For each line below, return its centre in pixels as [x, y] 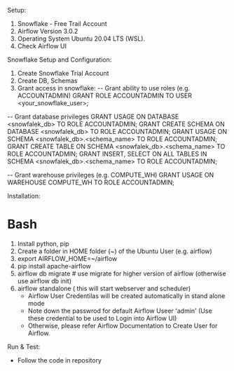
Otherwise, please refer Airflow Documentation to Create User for [123, 325]
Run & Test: [24, 346]
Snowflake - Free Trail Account [62, 23]
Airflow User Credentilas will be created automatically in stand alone [126, 296]
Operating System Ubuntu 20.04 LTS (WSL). [81, 39]
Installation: [24, 196]
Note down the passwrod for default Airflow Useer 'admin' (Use [120, 311]
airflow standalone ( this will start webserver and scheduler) [104, 288]
